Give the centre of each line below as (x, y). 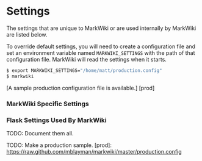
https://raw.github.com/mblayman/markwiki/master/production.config (94, 151)
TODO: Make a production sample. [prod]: (59, 145)
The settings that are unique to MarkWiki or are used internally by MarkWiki (101, 28)
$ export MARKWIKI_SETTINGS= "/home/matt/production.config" (85, 70)
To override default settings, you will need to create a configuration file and (101, 46)
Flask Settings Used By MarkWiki (56, 120)
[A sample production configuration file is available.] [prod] (81, 88)
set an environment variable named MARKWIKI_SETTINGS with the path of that (101, 52)
